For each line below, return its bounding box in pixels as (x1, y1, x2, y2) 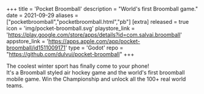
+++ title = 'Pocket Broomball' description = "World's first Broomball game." (6, 5, 198, 12)
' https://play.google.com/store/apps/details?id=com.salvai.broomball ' (6, 31, 183, 38)
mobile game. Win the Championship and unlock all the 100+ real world (6, 76, 186, 82)
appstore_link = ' (6, 38, 49, 45)
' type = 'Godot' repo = (65, 44, 124, 51)
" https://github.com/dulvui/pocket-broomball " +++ (6, 51, 135, 57)
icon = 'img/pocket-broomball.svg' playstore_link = (6, 24, 135, 32)
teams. (6, 82, 24, 89)
